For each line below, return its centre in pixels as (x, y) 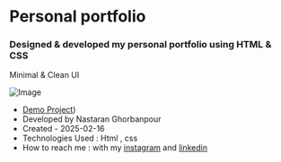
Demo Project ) (49, 110)
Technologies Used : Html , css (80, 138)
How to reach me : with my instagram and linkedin (115, 148)
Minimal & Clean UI (44, 75)
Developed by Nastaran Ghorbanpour (92, 119)
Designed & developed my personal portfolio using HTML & (140, 45)
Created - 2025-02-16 (63, 129)
